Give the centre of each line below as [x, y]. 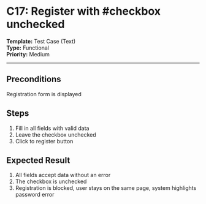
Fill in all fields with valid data [52, 128]
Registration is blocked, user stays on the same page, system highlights [106, 188]
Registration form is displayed [44, 94]
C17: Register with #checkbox [84, 11]
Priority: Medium [28, 54]
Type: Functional [28, 48]
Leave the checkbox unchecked [55, 134]
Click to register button [44, 141]
